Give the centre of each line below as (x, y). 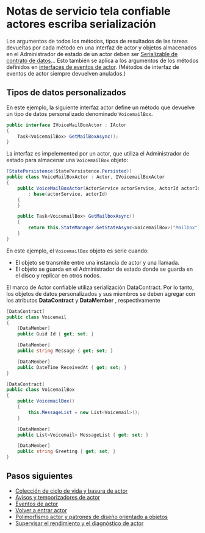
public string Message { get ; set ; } (65, 351)
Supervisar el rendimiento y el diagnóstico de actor (79, 523)
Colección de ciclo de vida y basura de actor (71, 491)
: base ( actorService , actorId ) (68, 194)
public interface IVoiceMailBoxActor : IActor (67, 125)
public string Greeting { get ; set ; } (67, 452)
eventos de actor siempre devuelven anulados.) (66, 73)
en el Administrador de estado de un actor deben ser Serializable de (92, 54)
